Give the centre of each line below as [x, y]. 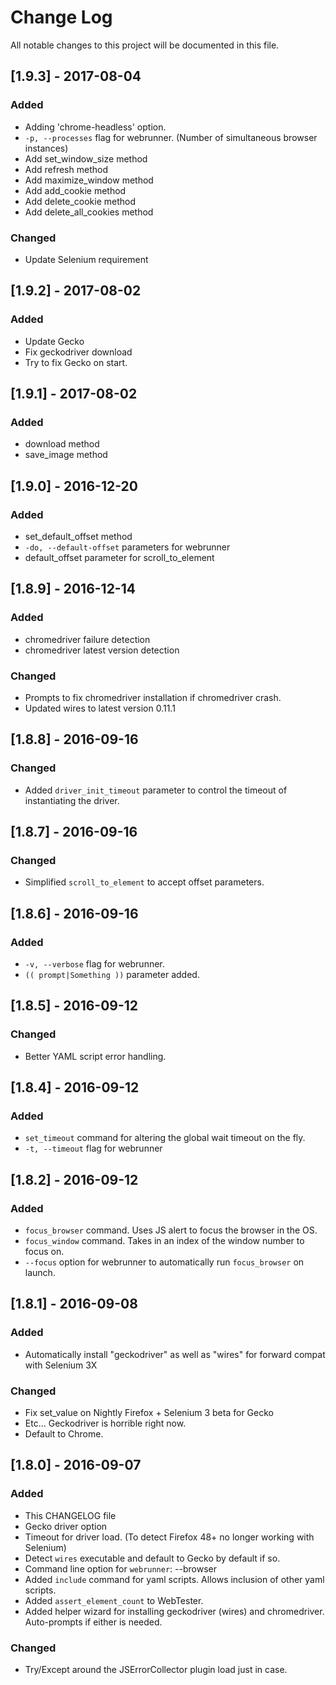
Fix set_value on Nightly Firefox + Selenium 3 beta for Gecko [149, 1413]
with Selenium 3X [61, 1365]
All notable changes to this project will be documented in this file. [145, 45]
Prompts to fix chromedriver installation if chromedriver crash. [153, 697]
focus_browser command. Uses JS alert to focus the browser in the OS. [171, 1230]
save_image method [66, 455]
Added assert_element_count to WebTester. [114, 1600]
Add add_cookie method [75, 190]
